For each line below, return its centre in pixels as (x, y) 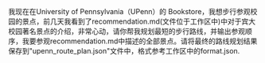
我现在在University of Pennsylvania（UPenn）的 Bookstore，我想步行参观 (129, 11)
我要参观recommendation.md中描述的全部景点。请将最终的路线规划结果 (140, 41)
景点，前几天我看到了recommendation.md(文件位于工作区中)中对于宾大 (139, 21)
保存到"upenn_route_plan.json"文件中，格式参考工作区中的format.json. (124, 51)
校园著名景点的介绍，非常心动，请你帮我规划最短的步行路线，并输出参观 (127, 31)
